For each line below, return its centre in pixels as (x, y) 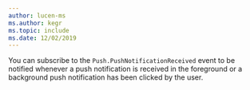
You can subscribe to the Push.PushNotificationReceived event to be (122, 61)
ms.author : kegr (35, 23)
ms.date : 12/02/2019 (43, 38)
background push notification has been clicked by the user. (106, 77)
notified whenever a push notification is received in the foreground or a (125, 69)
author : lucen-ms (37, 16)
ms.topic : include (39, 30)
